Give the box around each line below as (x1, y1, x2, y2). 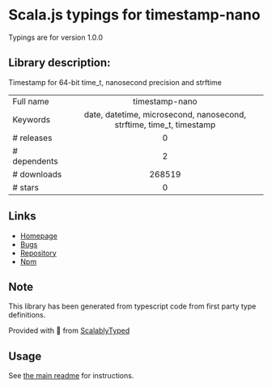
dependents (12, 156, 58, 167)
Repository (19, 248, 57, 258)
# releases (12, 132, 53, 143)
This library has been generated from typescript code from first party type (8, 301, 257, 311)
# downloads (12, 168, 62, 180)
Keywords (12, 113, 51, 125)
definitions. (8, 310, 46, 320)
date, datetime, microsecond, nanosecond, (83, 109, 247, 120)
